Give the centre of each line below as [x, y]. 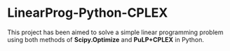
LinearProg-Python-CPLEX [88, 13]
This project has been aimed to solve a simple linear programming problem [115, 32]
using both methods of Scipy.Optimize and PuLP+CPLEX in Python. [106, 39]
